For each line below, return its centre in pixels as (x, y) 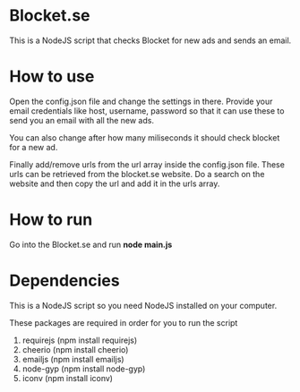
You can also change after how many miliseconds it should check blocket (145, 137)
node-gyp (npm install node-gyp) (84, 369)
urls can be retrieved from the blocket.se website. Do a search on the (137, 174)
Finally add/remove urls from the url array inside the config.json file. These (147, 164)
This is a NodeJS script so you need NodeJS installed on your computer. (143, 305)
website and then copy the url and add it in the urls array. (115, 183)
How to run (51, 220)
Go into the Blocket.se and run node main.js (91, 244)
